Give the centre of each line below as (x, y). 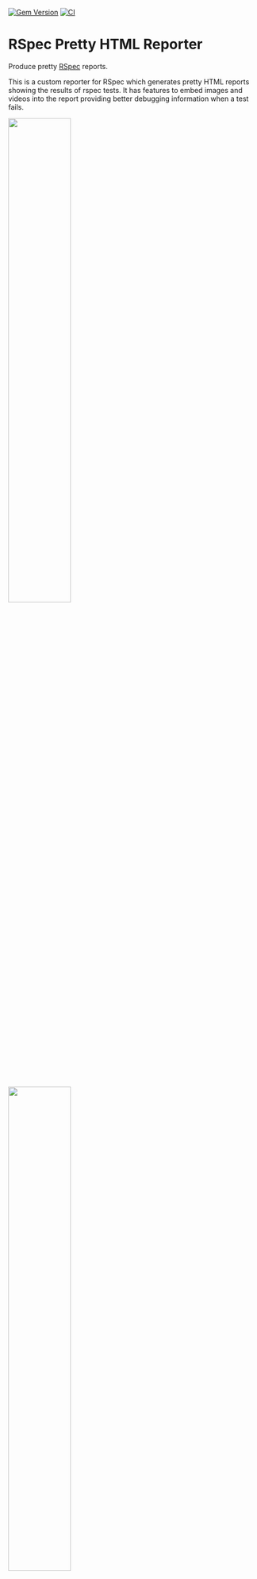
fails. (16, 106)
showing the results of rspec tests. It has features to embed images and (126, 90)
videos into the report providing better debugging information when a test (128, 99)
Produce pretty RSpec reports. (58, 66)
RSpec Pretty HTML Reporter (105, 45)
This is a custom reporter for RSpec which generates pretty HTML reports (129, 81)
